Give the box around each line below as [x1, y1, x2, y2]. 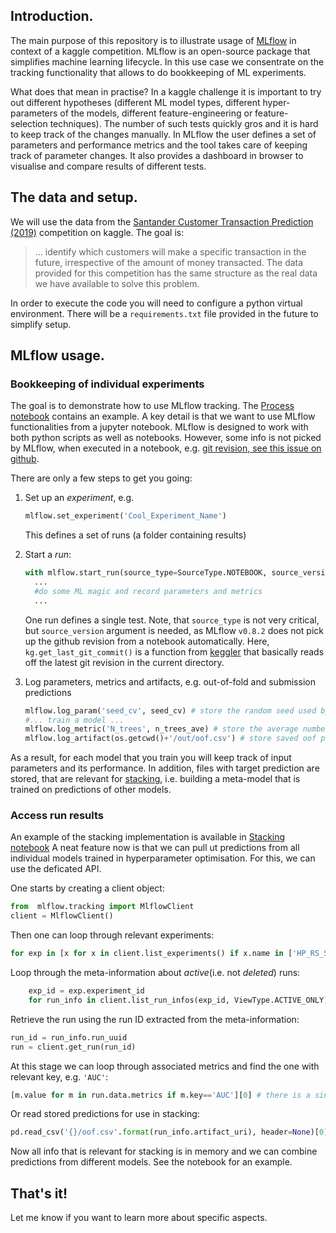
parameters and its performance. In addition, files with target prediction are [10, 762, 320, 774]
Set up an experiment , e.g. [24, 492, 135, 504]
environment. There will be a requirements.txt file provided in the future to [10, 307, 319, 319]
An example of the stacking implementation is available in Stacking [10, 831, 286, 843]
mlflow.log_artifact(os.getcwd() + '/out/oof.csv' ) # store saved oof [24, 734, 317, 744]
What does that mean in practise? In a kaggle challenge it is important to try [10, 85, 322, 98]
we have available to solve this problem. [34, 277, 200, 289]
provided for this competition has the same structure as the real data [34, 267, 318, 279]
